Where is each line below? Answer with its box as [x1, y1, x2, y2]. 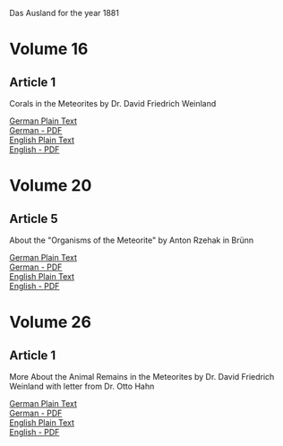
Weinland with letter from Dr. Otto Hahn [9, 381, 155, 391]
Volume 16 [9, 39, 89, 59]
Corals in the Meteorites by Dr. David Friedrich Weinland [9, 99, 217, 108]
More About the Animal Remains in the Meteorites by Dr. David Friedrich [9, 372, 275, 382]
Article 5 [9, 210, 58, 227]
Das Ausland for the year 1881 [9, 8, 119, 18]
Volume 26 [9, 313, 92, 332]
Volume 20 [9, 176, 92, 196]
